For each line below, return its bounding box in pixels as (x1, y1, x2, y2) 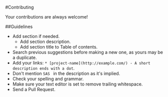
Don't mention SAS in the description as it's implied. (12, 70, 120, 76)
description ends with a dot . (12, 65, 75, 71)
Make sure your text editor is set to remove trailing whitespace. (12, 81, 143, 87)
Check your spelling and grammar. (12, 76, 84, 81)
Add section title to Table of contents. (20, 44, 98, 49)
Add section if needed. (12, 33, 60, 39)
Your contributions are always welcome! (5, 14, 88, 19)
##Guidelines (5, 23, 33, 29)
